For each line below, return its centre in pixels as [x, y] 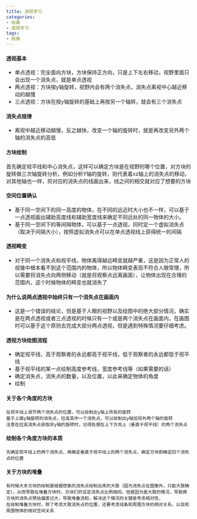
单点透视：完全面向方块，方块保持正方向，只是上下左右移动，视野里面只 [102, 72]
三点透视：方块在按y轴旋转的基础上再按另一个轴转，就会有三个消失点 [98, 102]
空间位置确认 [21, 196]
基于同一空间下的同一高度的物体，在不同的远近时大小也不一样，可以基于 [102, 209]
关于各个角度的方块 [29, 398]
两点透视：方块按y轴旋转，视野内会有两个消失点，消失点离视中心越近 [98, 87]
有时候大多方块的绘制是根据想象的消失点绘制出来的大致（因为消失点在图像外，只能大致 [96, 486]
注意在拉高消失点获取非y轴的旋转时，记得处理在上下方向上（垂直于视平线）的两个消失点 [97, 425]
